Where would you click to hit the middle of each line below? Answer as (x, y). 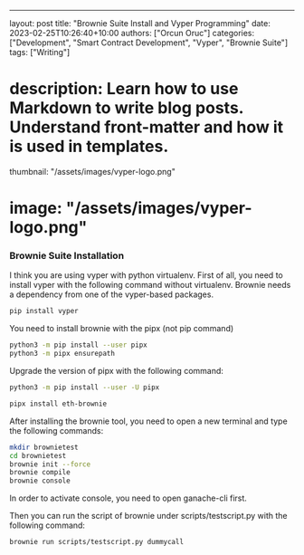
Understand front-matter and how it (146, 127)
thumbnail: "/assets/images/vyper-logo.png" (93, 171)
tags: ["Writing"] (40, 52)
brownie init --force (50, 464)
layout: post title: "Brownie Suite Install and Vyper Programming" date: (140, 23)
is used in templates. (89, 147)
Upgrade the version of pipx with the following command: (117, 371)
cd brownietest (38, 455)
